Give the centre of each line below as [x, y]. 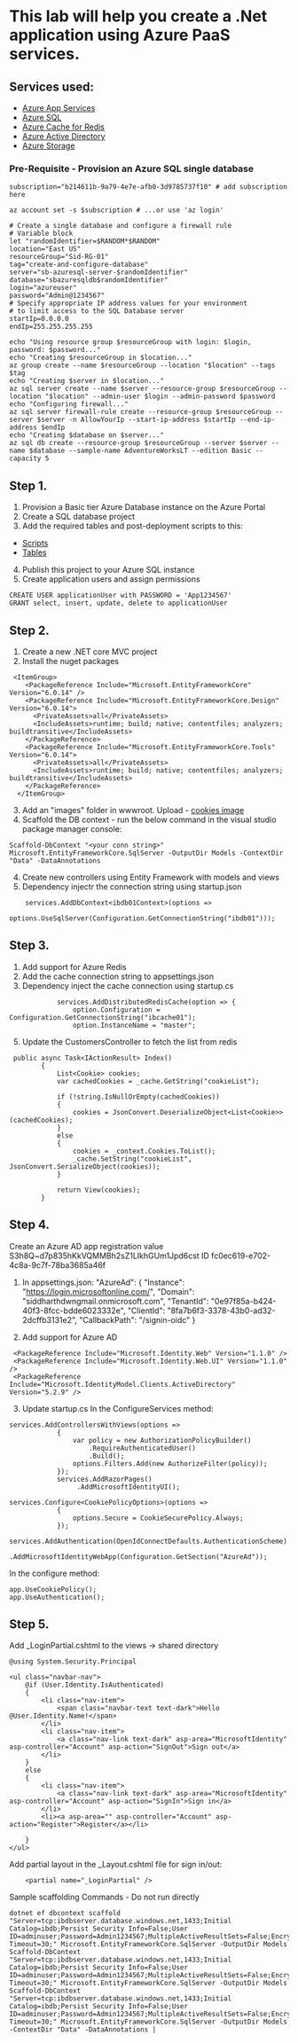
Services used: [52, 86]
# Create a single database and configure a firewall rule [121, 226]
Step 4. [30, 1225]
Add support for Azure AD [70, 1337]
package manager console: [72, 829]
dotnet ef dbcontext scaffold [65, 1914]
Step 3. [30, 946]
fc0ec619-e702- [241, 1256]
